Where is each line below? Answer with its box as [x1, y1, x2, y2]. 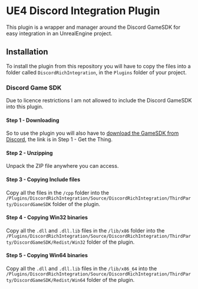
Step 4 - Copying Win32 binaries [6, 214, 88, 221]
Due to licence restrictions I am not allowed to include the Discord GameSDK [6, 97, 192, 104]
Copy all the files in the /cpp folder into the [6, 189, 109, 196]
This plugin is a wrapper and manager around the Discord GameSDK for [6, 24, 181, 31]
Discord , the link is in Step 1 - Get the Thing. [6, 136, 113, 143]
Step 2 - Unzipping [6, 149, 53, 157]
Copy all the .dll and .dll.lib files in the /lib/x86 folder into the [6, 227, 165, 234]
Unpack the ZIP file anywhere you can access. [6, 162, 119, 170]
